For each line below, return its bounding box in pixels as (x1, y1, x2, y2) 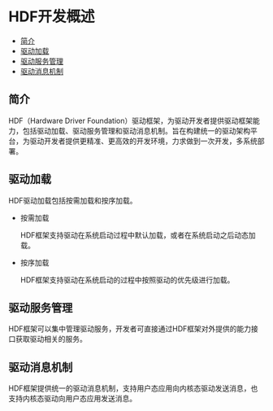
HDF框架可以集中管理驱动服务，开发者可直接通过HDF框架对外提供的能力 (8, 324, 252, 334)
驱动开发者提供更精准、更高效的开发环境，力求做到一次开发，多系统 (29, 136, 258, 146)
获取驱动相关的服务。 (15, 334, 87, 344)
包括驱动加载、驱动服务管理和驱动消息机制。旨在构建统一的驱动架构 (22, 125, 250, 135)
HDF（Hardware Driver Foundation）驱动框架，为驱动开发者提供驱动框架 (8, 116, 253, 125)
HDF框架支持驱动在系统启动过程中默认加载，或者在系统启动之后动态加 (19, 230, 256, 240)
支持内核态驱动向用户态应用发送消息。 (8, 394, 136, 404)
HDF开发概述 (8, 7, 95, 26)
